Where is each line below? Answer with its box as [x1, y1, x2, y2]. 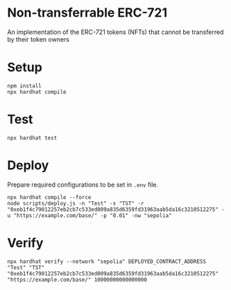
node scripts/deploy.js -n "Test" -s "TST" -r [7, 200, 144, 207]
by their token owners [7, 35, 69, 43]
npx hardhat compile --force [7, 194, 92, 201]
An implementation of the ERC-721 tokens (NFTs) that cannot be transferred [7, 28, 224, 36]
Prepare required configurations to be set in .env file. [7, 180, 159, 189]
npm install [7, 82, 42, 89]
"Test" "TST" [7, 264, 45, 271]
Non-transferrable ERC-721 [7, 5, 168, 21]
